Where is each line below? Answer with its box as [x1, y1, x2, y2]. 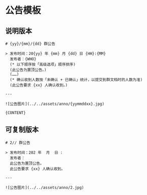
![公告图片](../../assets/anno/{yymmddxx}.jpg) [5, 101, 105, 106]
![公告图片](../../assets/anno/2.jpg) [5, 185, 85, 190]
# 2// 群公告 [5, 140, 30, 145]
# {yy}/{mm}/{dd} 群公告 [5, 41, 56, 46]
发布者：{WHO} [10, 57, 36, 62]
